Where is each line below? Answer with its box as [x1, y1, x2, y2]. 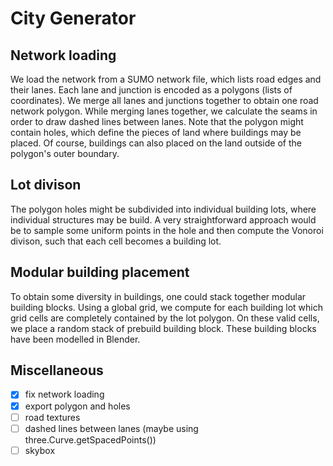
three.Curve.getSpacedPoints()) [24, 433, 157, 446]
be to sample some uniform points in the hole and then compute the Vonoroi [10, 224, 324, 236]
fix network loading [24, 388, 105, 401]
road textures [24, 411, 81, 423]
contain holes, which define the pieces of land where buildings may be [10, 127, 302, 138]
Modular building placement [10, 264, 190, 281]
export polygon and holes [24, 400, 131, 412]
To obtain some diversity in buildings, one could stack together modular [10, 290, 307, 302]
